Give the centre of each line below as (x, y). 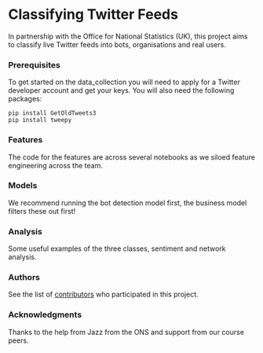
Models (23, 186)
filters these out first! (42, 211)
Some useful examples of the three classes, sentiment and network (117, 248)
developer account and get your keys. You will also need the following (121, 90)
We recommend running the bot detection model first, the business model (128, 203)
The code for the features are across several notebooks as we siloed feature (131, 157)
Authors (24, 278)
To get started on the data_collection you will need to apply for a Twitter (124, 82)
